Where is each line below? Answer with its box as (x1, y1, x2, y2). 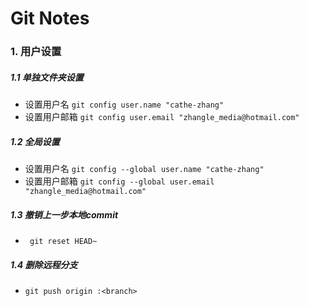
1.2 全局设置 (10, 135, 60, 147)
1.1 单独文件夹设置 (10, 71, 84, 83)
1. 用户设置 (10, 45, 62, 59)
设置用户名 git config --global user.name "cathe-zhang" (24, 163, 265, 175)
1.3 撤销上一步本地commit (10, 208, 119, 221)
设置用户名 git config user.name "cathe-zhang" (24, 98, 225, 111)
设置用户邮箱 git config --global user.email (24, 175, 215, 187)
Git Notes (10, 7, 90, 30)
